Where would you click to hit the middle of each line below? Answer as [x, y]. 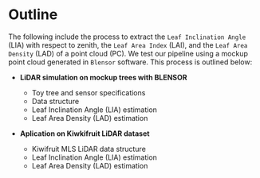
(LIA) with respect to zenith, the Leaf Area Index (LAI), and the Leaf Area [128, 44]
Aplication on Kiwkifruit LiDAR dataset [85, 133]
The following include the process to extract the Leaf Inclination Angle [127, 37]
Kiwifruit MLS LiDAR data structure [89, 149]
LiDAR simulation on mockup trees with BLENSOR [103, 77]
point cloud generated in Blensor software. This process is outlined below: [130, 62]
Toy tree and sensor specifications [89, 92]
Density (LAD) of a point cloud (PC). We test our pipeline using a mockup [128, 53]
